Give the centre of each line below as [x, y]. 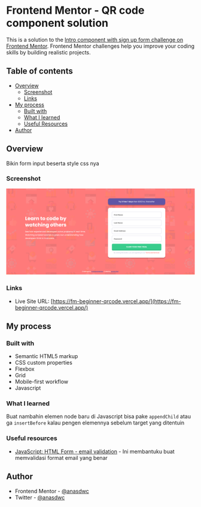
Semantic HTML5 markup [46, 356]
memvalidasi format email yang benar [61, 457]
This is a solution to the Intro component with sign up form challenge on [95, 39]
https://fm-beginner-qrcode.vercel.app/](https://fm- [117, 301]
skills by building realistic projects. [48, 52]
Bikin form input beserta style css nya [53, 163]
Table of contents [39, 71]
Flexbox [25, 369]
